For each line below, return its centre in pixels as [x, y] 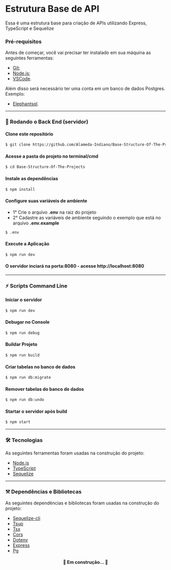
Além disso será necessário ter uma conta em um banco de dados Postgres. [85, 89]
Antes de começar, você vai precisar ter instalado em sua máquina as [78, 53]
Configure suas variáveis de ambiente [46, 201]
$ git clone [18, 145]
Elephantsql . [26, 104]
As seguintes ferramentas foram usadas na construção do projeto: [75, 453]
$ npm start [18, 422]
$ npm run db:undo [25, 400]
